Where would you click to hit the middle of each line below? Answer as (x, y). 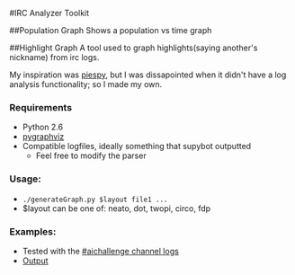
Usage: (26, 179)
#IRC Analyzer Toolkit (49, 13)
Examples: (33, 231)
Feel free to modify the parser (91, 155)
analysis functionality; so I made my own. (86, 84)
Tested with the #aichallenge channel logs (101, 251)
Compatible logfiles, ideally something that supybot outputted (137, 146)
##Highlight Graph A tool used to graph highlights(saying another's (134, 48)
